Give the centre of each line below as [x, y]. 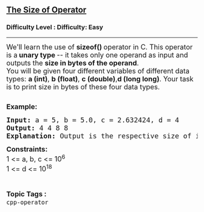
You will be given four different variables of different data [98, 71]
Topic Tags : [26, 194]
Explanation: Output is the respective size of [99, 136]
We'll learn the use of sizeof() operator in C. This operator [100, 47]
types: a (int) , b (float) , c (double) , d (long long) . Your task [100, 79]
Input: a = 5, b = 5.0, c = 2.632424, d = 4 [93, 120]
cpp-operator [27, 202]
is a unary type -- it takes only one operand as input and [97, 55]
